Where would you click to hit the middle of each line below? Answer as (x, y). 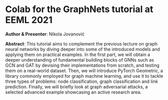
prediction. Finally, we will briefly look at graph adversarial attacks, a (77, 86)
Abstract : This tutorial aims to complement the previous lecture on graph (81, 43)
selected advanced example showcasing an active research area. (73, 92)
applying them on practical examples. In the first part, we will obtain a (78, 55)
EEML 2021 (29, 20)
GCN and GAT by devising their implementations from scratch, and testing (82, 65)
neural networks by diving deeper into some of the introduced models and (83, 49)
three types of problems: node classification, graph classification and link (82, 81)
